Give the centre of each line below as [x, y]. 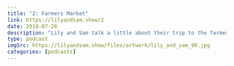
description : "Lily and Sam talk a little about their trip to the [107, 33]
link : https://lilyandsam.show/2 [56, 20]
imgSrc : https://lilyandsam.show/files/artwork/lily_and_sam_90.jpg [109, 45]
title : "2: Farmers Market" [48, 13]
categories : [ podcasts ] [42, 52]
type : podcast [28, 39]
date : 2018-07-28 [32, 26]
